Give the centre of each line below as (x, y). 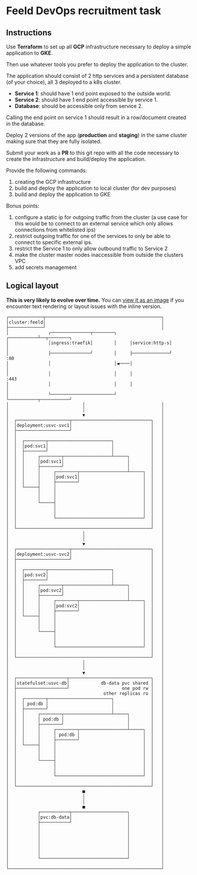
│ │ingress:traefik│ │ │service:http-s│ (89, 343)
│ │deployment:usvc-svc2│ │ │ (85, 554)
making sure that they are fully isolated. (54, 141)
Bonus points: (23, 206)
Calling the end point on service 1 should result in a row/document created (96, 117)
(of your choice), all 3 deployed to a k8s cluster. (64, 82)
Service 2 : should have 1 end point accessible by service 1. (86, 100)
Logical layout (32, 286)
